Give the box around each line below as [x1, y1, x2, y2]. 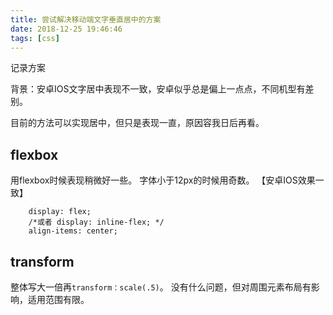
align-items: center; [28, 226, 118, 236]
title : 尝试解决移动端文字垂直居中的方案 [10, 14, 162, 25]
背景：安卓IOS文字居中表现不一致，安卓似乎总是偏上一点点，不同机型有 [10, 83, 306, 95]
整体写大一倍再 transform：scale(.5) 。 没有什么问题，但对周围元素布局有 [10, 281, 312, 293]
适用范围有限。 [27, 294, 90, 305]
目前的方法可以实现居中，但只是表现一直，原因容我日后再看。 [10, 117, 265, 129]
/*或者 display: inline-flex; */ [28, 217, 165, 228]
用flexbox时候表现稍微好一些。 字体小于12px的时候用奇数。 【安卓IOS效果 [10, 174, 316, 186]
